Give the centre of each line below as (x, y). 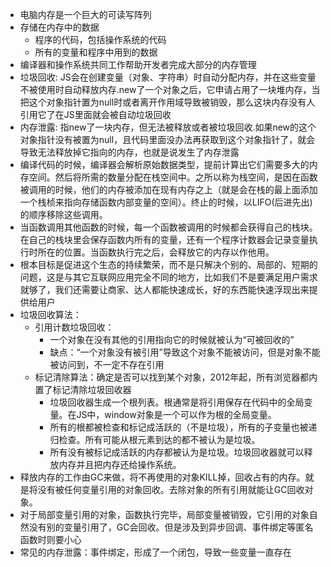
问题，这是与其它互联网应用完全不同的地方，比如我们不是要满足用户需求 (168, 277)
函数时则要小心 (50, 539)
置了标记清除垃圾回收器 (83, 389)
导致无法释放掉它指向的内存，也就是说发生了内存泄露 (129, 152)
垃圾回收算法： (50, 314)
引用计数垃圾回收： (74, 327)
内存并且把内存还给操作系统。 (120, 464)
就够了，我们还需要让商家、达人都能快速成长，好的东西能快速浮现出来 (164, 289)
